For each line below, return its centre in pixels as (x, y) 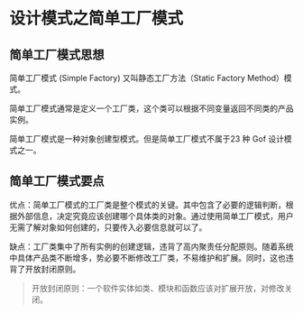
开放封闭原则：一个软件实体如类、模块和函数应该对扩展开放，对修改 (158, 288)
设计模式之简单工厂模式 (96, 18)
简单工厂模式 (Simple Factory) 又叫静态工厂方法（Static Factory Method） (147, 78)
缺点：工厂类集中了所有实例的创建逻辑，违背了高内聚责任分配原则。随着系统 (151, 246)
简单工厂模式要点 (57, 181)
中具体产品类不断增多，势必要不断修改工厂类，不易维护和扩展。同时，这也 (147, 257)
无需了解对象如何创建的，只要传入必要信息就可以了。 (108, 227)
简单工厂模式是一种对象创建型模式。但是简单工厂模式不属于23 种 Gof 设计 (147, 139)
